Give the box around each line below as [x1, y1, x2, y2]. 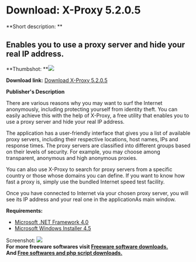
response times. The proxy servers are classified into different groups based [6, 142, 191, 149]
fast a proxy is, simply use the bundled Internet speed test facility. [6, 178, 165, 185]
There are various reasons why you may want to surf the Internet [6, 99, 163, 106]
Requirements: [6, 207, 43, 214]
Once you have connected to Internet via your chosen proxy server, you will [6, 189, 189, 196]
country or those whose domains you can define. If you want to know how [6, 172, 185, 179]
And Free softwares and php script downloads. [6, 249, 123, 256]
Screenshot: [6, 237, 36, 244]
